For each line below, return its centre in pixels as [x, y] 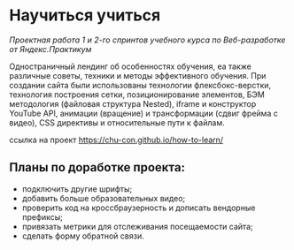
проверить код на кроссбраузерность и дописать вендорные [139, 208]
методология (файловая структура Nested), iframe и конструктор [133, 103]
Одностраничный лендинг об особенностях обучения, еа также [131, 66]
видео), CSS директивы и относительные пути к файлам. [117, 122]
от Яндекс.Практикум [50, 49]
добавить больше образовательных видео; [104, 198]
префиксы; [43, 216]
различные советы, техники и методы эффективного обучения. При [138, 75]
